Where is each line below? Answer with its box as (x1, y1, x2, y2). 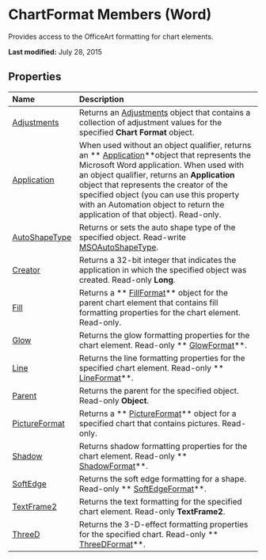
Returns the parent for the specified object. (78, 385, 239, 396)
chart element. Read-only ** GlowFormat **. (78, 339, 247, 350)
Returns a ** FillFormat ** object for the (78, 287, 228, 298)
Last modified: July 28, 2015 (8, 47, 103, 56)
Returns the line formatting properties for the (78, 352, 245, 364)
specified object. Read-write (78, 231, 186, 242)
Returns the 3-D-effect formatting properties (78, 519, 249, 530)
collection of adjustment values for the (78, 116, 222, 128)
